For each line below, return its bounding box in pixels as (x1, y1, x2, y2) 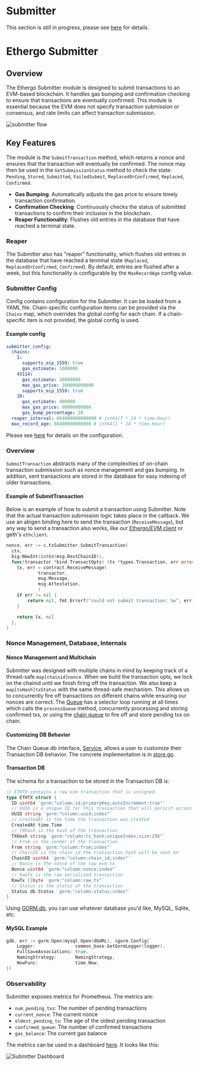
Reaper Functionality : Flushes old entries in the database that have (14, 216, 179, 223)
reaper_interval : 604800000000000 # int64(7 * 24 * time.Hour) (11, 415, 171, 421)
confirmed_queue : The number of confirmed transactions (14, 1023, 152, 1031)
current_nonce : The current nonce (14, 1011, 98, 1018)
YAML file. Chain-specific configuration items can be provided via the (6, 304, 176, 311)
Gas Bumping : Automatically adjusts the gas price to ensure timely (14, 190, 178, 197)
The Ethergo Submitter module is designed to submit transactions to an (6, 84, 180, 91)
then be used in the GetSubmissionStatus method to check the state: (6, 166, 172, 174)
